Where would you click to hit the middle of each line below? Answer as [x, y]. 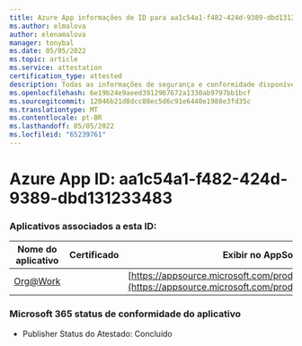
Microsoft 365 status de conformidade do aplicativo [125, 314]
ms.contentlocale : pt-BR [56, 118]
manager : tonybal [42, 43]
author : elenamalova [48, 34]
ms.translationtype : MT [54, 110]
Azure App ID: [62, 179]
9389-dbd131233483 [91, 198]
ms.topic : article [44, 59]
